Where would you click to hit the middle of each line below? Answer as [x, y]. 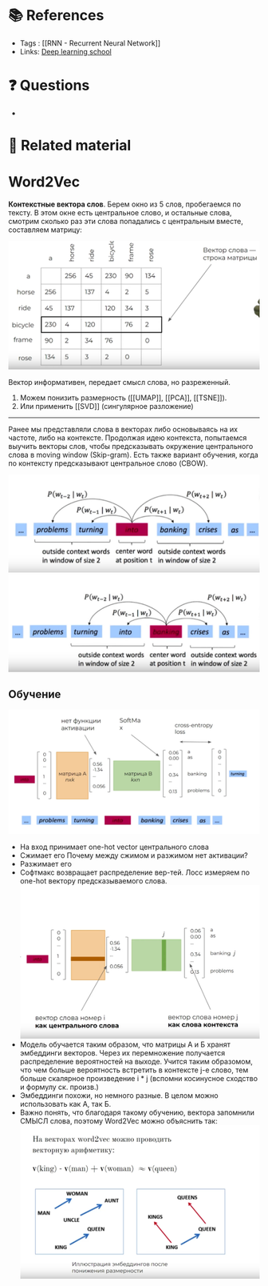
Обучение [35, 694]
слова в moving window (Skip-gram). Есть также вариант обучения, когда [134, 455]
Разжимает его [45, 863]
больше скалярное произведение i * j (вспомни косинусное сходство [138, 1078]
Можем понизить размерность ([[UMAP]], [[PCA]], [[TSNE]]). [123, 398]
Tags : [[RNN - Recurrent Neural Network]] [90, 43]
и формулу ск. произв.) [59, 1087]
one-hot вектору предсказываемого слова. [93, 880]
